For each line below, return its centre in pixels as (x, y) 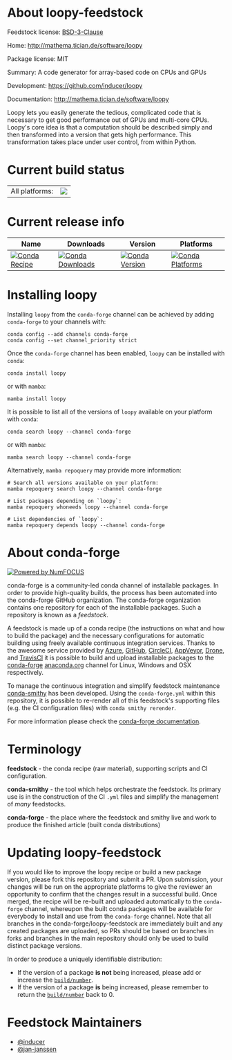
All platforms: (32, 191)
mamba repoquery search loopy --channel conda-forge (85, 489)
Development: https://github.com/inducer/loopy (75, 85)
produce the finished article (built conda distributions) (84, 824)
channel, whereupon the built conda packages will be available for (118, 908)
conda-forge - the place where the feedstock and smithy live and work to (112, 817)
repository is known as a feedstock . (58, 615)
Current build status (66, 170)
